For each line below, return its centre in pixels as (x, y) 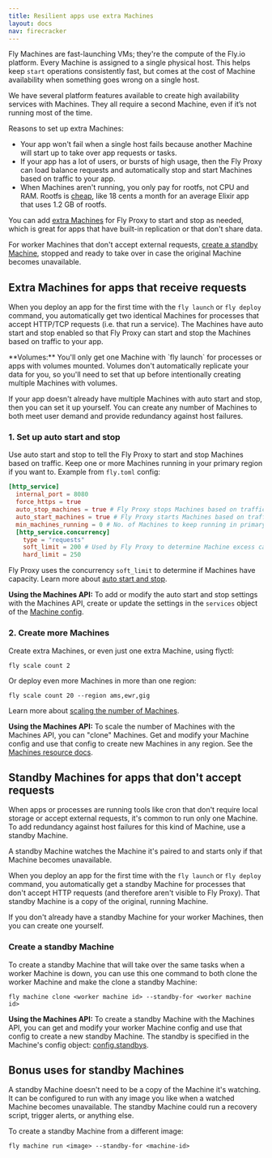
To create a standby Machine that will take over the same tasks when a (127, 964)
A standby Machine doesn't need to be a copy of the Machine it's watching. (135, 1090)
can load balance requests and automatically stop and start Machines (136, 170)
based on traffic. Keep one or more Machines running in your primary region (136, 463)
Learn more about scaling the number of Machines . (94, 710)
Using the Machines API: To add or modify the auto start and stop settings (133, 595)
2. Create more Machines (59, 633)
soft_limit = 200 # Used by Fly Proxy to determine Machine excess (139, 547)
